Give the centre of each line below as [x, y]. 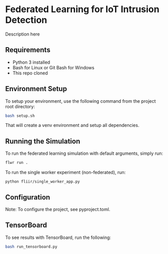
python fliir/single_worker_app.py [43, 182]
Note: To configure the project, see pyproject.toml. [58, 209]
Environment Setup [36, 89]
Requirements [28, 50]
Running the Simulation [43, 141]
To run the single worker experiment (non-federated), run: [66, 173]
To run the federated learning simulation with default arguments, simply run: [84, 153]
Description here [23, 34]
